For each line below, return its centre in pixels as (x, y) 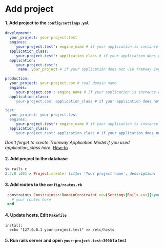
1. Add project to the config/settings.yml (47, 22)
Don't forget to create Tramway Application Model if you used (68, 142)
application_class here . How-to (37, 147)
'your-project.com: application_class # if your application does (83, 101)
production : (17, 79)
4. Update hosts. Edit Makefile (36, 215)
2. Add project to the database (37, 159)
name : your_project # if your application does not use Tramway (85, 69)
